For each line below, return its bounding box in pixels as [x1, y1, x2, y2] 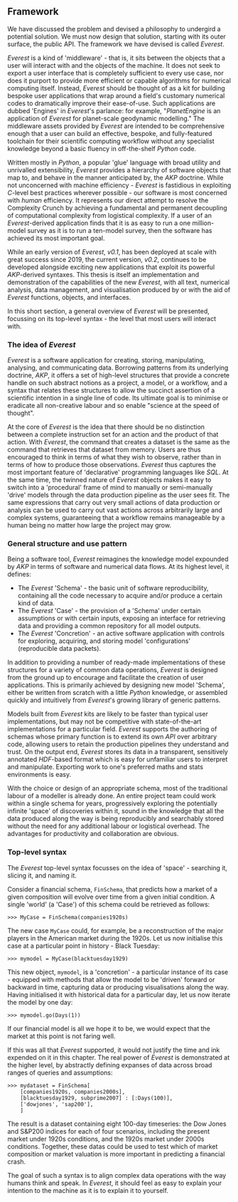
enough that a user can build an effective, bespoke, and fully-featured [7, 129, 212, 137]
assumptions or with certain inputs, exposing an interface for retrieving [17, 614, 226, 622]
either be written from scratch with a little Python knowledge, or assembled [7, 689, 228, 697]
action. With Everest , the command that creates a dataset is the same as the [7, 438, 230, 446]
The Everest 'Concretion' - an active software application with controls [17, 629, 225, 638]
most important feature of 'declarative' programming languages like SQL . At [7, 468, 229, 476]
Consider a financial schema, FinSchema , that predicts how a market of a [7, 884, 218, 893]
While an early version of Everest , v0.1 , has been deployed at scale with [7, 247, 217, 256]
